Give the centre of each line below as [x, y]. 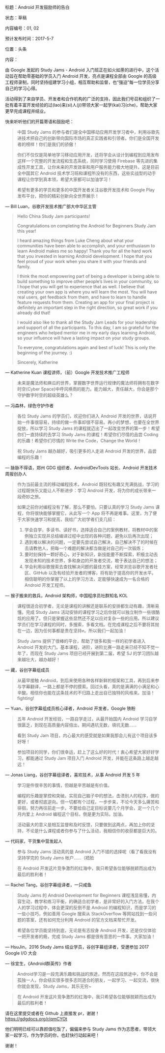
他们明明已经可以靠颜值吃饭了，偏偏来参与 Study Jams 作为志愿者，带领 [79, 1029]
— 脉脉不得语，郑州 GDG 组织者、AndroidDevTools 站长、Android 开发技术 [81, 468]
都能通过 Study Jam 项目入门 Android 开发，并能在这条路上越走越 [92, 758]
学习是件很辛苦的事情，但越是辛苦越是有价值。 [64, 785]
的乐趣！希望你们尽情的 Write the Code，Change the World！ [79, 441]
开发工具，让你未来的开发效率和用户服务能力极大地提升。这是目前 [93, 167]
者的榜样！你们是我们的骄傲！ [47, 144]
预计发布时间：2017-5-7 [29, 39]
